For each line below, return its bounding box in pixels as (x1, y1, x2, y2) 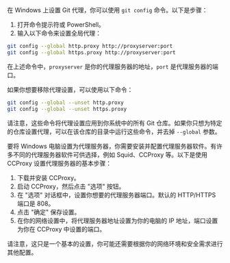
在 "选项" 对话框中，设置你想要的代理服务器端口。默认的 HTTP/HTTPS (16, 190, 216, 199)
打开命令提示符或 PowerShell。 (16, 21, 105, 29)
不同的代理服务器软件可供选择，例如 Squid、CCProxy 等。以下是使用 (12, 150, 207, 159)
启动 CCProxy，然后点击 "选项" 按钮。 (16, 182, 125, 190)
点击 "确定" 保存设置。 (16, 208, 81, 216)
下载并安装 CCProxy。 (16, 173, 80, 181)
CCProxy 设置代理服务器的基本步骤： (7, 159, 112, 167)
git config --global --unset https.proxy (7, 105, 127, 112)
